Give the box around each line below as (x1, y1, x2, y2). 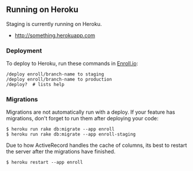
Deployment (6, 47, 42, 55)
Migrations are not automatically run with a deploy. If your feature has (6, 108, 175, 116)
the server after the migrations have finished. (6, 148, 116, 155)
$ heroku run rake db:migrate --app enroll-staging (6, 131, 136, 137)
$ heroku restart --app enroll (6, 159, 83, 166)
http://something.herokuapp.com (14, 32, 96, 39)
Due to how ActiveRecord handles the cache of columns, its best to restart (6, 142, 187, 149)
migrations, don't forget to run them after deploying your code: (6, 115, 159, 122)
